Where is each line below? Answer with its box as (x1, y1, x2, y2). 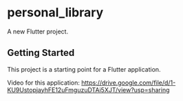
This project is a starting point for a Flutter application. (7, 65, 161, 73)
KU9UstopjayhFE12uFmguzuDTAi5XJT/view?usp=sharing (7, 85, 170, 93)
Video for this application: (7, 78, 80, 87)
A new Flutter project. (7, 27, 69, 35)
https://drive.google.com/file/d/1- (81, 78, 176, 87)
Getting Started (7, 47, 75, 59)
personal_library (7, 5, 104, 20)
